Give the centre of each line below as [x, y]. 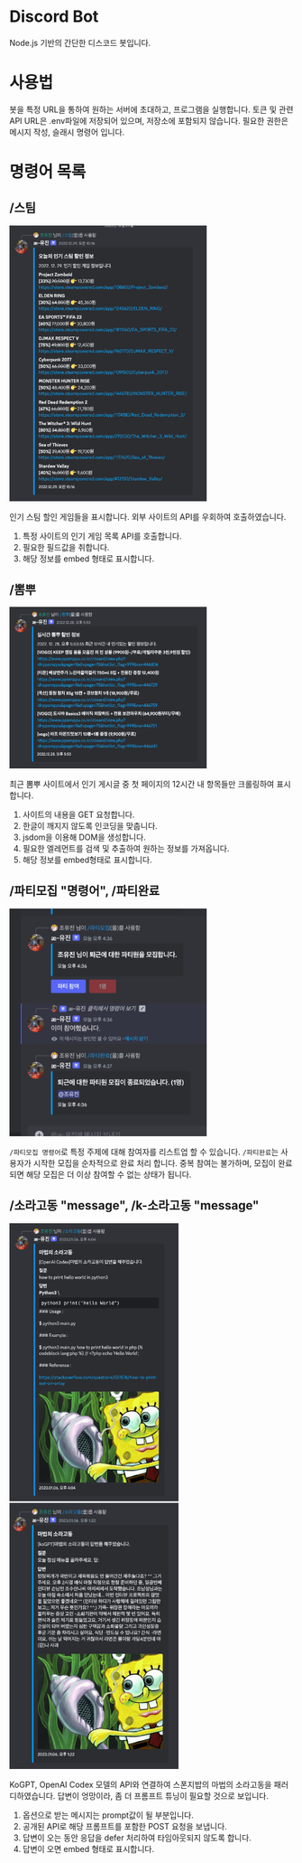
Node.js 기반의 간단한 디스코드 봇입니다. [80, 42]
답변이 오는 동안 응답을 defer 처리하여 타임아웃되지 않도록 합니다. [137, 1838]
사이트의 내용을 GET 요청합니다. [78, 814]
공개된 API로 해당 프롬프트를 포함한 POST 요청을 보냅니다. [124, 1827]
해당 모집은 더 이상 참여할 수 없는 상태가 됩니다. [109, 1174]
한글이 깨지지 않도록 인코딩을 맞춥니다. [90, 825]
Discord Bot [54, 17]
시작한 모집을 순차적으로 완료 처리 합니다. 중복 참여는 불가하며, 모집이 [155, 1162]
